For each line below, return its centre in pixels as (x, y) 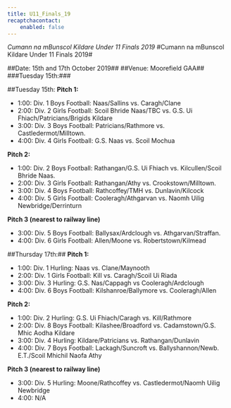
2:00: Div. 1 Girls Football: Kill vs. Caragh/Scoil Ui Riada (97, 276)
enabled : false (42, 27)
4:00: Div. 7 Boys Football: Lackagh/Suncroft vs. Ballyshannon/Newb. (118, 348)
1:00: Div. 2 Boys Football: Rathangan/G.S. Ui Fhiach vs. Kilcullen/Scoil (119, 168)
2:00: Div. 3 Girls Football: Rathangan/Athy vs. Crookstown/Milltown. (117, 183)
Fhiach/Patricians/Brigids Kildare (65, 118)
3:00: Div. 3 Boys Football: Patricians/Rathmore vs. (91, 126)
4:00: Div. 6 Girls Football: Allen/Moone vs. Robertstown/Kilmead (112, 240)
